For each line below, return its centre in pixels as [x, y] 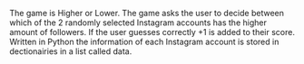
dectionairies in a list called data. [71, 51]
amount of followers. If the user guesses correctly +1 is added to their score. [152, 32]
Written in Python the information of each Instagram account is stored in [144, 41]
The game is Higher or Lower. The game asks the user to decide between [147, 13]
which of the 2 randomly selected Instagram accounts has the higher [138, 23]
